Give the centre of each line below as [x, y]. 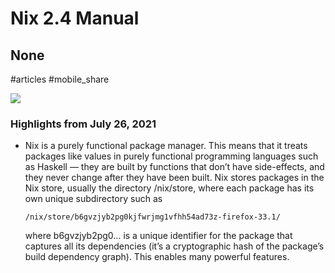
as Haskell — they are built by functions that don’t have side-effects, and [174, 167]
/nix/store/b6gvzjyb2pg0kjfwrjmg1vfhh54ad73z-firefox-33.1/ [152, 217]
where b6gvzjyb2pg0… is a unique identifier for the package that [158, 236]
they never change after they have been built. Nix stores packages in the [174, 178]
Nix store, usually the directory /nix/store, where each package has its [169, 188]
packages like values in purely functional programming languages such [171, 156]
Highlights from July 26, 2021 [83, 124]
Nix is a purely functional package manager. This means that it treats [166, 146]
